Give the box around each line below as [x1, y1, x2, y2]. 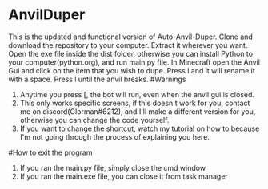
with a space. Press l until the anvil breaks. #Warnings [8, 74, 186, 84]
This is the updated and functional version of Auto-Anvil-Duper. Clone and [8, 32, 254, 41]
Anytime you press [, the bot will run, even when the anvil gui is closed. [19, 89, 254, 99]
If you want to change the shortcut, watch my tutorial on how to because [19, 124, 260, 133]
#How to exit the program [8, 148, 93, 157]
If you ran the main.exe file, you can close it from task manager [19, 171, 228, 181]
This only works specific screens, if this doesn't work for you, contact [19, 98, 250, 108]
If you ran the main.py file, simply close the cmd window [19, 163, 206, 172]
